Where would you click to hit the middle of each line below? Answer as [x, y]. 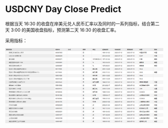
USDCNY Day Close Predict [63, 9]
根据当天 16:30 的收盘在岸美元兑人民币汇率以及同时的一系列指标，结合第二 [82, 23]
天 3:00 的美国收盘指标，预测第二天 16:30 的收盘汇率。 [62, 30]
